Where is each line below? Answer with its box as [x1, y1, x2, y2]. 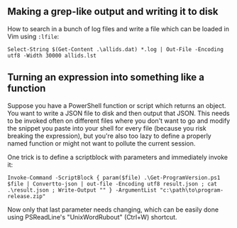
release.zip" [7, 192, 46, 200]
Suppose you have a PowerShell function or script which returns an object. [7, 101, 226, 109]
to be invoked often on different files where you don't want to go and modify [7, 116, 231, 125]
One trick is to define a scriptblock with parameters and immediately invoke [7, 153, 228, 161]
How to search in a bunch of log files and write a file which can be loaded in [7, 24, 229, 33]
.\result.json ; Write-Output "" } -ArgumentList [7, 186, 158, 194]
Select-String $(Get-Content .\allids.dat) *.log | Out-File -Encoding [7, 45, 224, 53]
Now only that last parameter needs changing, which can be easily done [7, 205, 219, 214]
